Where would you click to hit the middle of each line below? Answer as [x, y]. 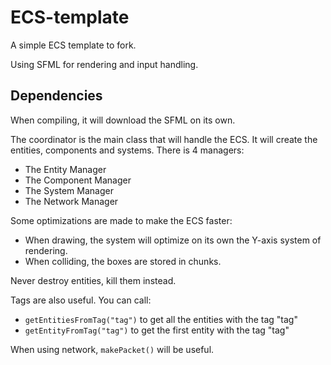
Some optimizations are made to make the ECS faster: [121, 220]
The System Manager [69, 190]
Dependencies [56, 96]
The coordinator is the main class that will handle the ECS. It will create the [164, 139]
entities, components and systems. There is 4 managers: [127, 150]
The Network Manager [71, 201]
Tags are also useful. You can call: [81, 300]
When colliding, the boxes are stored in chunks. [123, 261]
